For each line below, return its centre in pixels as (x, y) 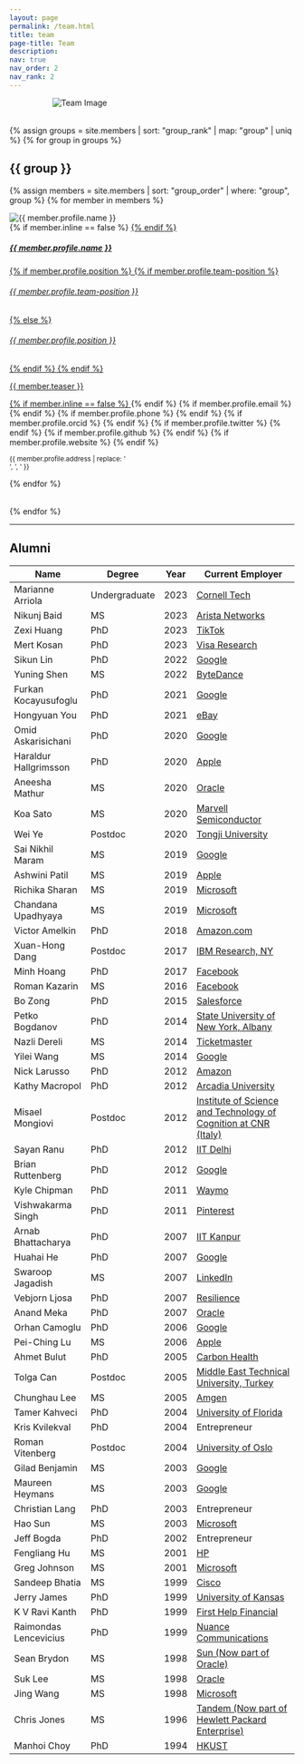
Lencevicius (39, 1638)
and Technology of (236, 1112)
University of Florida (239, 1412)
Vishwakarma (43, 1204)
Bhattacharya (43, 1242)
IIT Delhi (214, 1149)
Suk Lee (31, 1679)
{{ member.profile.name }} (61, 248)
